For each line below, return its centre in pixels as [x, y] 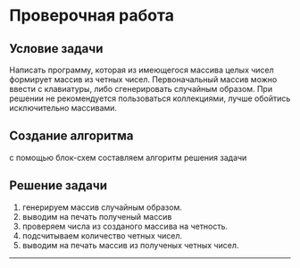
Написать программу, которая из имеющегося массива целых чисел [142, 70]
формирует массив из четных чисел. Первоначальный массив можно [143, 80]
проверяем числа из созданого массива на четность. [125, 226]
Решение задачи [58, 185]
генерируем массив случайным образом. [102, 207]
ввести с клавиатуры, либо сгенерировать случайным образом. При [141, 89]
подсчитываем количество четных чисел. [102, 235]
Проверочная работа [92, 16]
